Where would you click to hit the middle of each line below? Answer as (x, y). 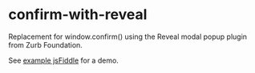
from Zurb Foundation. (45, 44)
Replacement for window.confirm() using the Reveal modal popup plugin (127, 36)
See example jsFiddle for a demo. (63, 60)
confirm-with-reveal (78, 15)
